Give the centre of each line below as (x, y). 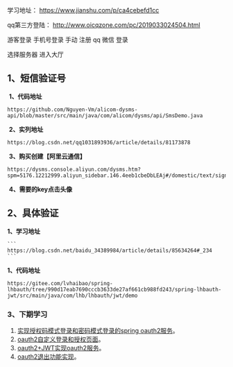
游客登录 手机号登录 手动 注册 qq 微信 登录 (68, 40)
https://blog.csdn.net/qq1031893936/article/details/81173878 (99, 142)
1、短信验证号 (37, 78)
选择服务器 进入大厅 (35, 54)
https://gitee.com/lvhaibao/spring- (60, 283)
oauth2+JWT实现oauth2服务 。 (61, 348)
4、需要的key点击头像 (41, 189)
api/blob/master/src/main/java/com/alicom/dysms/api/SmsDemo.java (105, 116)
